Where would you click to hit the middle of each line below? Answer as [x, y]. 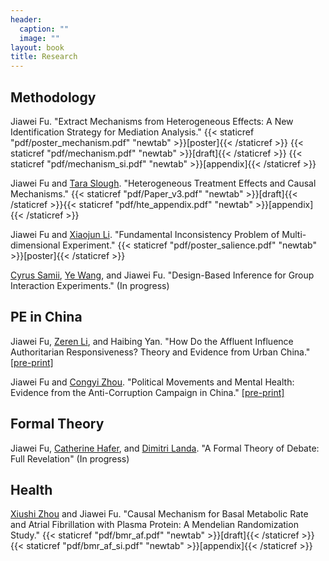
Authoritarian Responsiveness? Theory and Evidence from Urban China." [160, 352]
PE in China [46, 317]
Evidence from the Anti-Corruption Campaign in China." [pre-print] [147, 392]
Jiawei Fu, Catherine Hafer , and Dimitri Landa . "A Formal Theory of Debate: [165, 448]
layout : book [37, 47]
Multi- [294, 234]
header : [26, 19]
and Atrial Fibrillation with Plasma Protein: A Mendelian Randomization [154, 525]
